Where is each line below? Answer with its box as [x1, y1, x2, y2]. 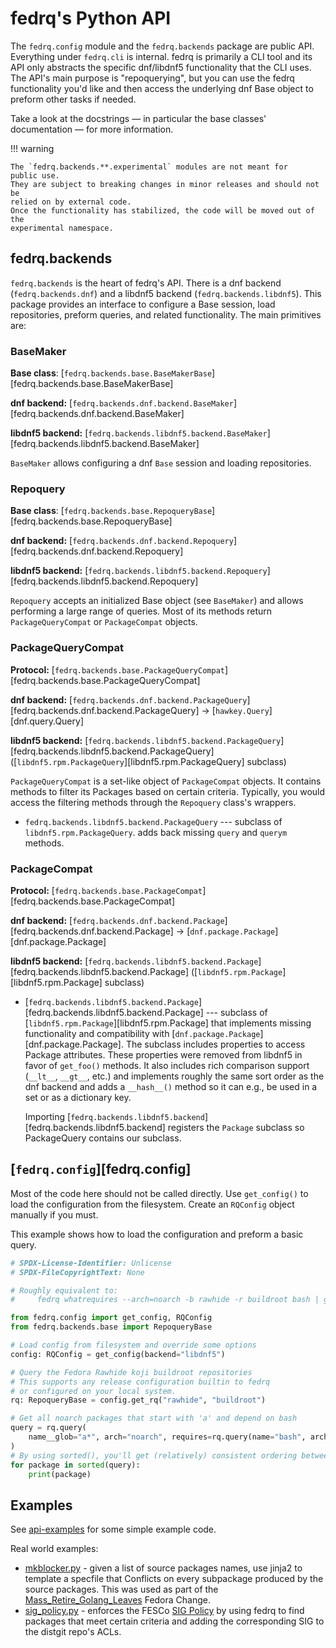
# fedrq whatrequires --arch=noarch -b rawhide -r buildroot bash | [10, 1295, 320, 1305]
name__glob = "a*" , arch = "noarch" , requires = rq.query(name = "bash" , [28, 1432, 307, 1442]
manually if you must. [10, 1208, 99, 1221]
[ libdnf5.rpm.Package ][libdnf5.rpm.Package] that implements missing [24, 1017, 312, 1029]
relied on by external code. [10, 197, 132, 207]
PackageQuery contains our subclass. [24, 1132, 182, 1144]
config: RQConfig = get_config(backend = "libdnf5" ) [10, 1349, 226, 1359]
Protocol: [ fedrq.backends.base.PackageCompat [10, 884, 203, 896]
